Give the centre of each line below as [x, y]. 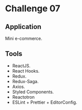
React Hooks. [26, 71]
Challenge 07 [33, 9]
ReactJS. [21, 66]
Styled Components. [33, 92]
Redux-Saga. [25, 81]
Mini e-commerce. [24, 38]
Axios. [19, 86]
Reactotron [23, 97]
